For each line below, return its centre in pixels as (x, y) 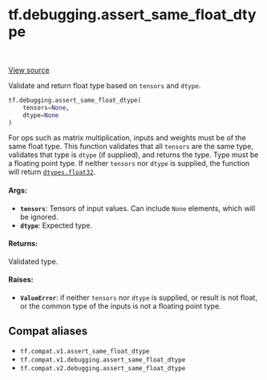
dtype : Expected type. (56, 225)
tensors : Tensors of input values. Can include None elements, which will (138, 208)
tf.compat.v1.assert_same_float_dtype (85, 351)
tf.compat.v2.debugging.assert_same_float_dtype (103, 368)
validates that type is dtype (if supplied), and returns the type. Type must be (133, 155)
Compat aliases (48, 331)
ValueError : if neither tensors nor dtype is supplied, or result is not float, (139, 297)
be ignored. (39, 216)
